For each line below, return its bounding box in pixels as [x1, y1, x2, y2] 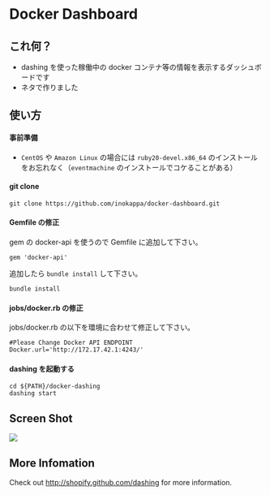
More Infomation [9, 456, 96, 470]
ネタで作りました [20, 83, 79, 92]
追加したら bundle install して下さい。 [9, 269, 143, 278]
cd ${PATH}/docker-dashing [9, 382, 101, 390]
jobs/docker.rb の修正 [9, 303, 84, 312]
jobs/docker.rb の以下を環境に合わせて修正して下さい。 [9, 322, 195, 333]
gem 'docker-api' [9, 253, 68, 261]
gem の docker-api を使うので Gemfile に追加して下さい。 [9, 237, 203, 247]
